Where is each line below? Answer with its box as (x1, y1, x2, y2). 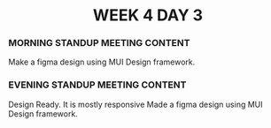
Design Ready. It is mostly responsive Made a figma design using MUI (8, 99, 263, 109)
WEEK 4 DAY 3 (92, 5, 204, 26)
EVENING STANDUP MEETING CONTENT (8, 79, 187, 91)
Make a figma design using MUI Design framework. (8, 56, 196, 67)
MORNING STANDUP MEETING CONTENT (8, 37, 190, 49)
